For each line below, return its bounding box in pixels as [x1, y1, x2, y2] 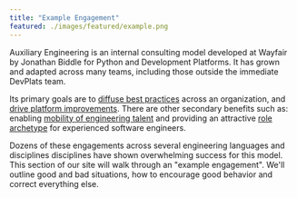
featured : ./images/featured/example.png [9, 22, 169, 31]
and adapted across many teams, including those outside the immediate [9, 65, 279, 77]
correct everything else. [9, 178, 99, 189]
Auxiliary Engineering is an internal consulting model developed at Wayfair [9, 46, 288, 57]
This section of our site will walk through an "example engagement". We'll [9, 159, 285, 170]
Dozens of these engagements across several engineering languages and [9, 140, 285, 151]
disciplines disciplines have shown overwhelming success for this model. [9, 149, 283, 160]
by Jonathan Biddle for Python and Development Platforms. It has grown [9, 56, 280, 67]
